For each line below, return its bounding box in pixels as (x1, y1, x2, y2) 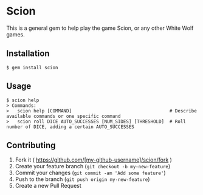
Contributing (6, 140, 56, 150)
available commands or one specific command (6, 113, 121, 119)
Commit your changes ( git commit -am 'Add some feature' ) (15, 169, 166, 177)
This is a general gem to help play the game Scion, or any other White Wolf (6, 24, 194, 32)
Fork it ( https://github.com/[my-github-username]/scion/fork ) (15, 156, 172, 163)
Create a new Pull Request (15, 182, 82, 190)
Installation (6, 49, 50, 59)
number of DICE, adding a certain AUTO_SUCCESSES (6, 123, 135, 130)
